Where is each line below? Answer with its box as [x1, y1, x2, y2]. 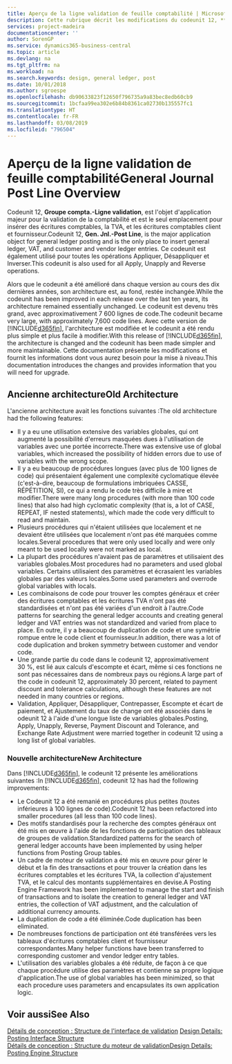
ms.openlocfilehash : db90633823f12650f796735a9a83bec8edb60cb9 [7, 94, 193, 101]
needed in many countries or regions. [17, 692, 124, 701]
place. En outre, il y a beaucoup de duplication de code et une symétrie [17, 626, 221, 634]
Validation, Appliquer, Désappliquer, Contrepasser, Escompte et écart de [17, 699, 223, 708]
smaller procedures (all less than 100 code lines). [17, 812, 157, 820]
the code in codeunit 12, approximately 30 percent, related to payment [17, 677, 217, 686]
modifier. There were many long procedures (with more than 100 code [17, 494, 215, 502]
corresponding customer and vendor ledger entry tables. [17, 952, 180, 960]
